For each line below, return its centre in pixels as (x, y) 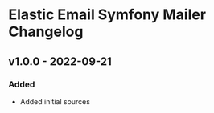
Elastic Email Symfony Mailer (107, 15)
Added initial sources (55, 101)
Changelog (46, 32)
